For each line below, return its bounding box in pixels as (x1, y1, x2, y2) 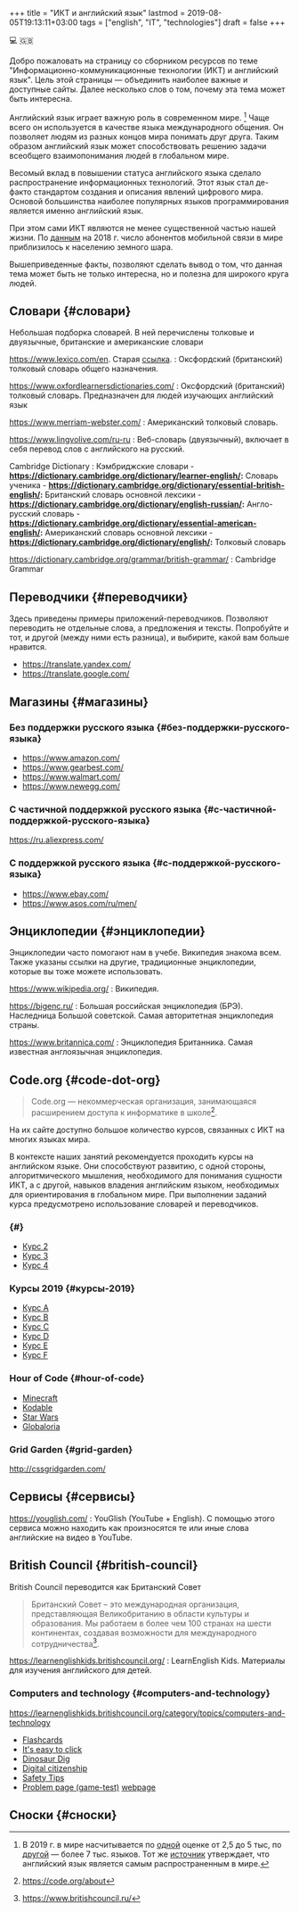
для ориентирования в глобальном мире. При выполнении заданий (9, 1188, 267, 1199)
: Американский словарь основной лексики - (39, 527, 214, 538)
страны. (9, 1020, 40, 1030)
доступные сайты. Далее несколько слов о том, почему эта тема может (9, 84, 286, 95)
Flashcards (21, 1734, 63, 1745)
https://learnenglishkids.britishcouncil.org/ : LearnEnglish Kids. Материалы (9, 1655, 286, 1667)
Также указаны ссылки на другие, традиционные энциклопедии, (9, 956, 256, 967)
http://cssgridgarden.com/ (9, 1463, 107, 1475)
